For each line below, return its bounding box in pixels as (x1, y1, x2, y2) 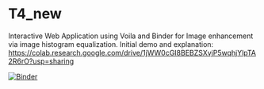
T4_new (8, 5, 62, 23)
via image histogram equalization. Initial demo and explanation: (8, 39, 214, 48)
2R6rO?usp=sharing (8, 56, 75, 66)
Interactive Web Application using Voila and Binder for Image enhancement (8, 31, 254, 41)
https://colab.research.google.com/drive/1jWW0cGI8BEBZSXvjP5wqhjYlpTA (8, 48, 256, 57)
